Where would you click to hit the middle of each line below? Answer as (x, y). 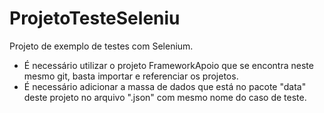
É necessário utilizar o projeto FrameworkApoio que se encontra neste (168, 65)
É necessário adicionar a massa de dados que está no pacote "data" (165, 86)
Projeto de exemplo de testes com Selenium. (101, 46)
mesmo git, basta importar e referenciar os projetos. (131, 76)
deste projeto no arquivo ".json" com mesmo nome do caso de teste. (165, 97)
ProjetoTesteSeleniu (95, 18)
